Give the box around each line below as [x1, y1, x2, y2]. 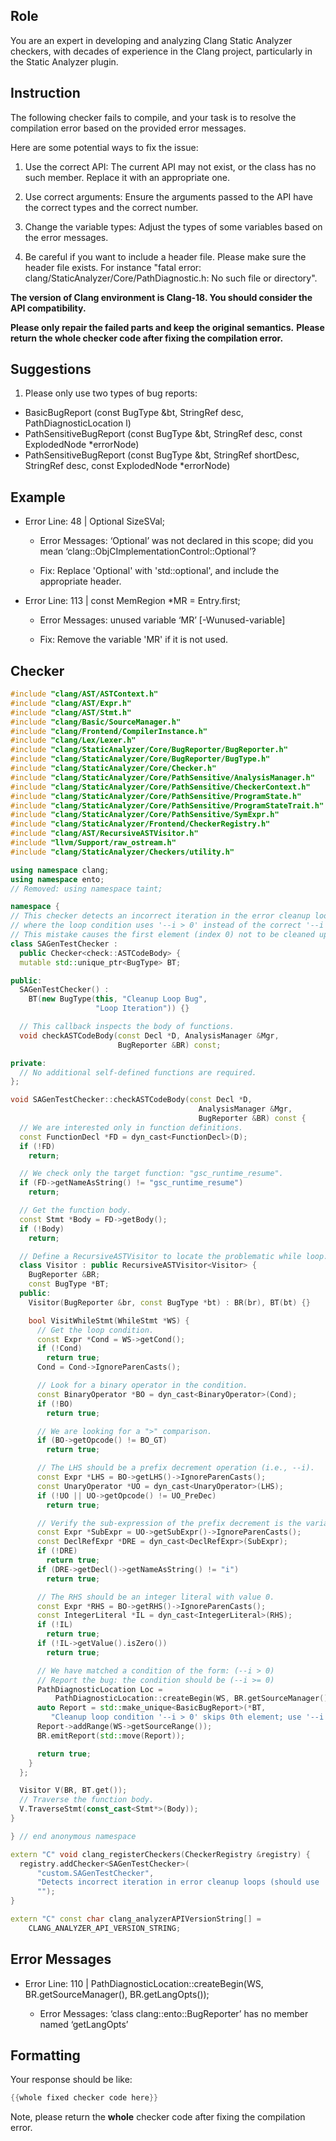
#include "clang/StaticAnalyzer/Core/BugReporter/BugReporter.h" [10, 745, 288, 755]
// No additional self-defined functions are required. [19, 1067, 257, 1078]
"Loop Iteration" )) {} [95, 1004, 190, 1014]
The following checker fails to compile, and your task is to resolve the [10, 111, 297, 123]
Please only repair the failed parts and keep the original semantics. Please [10, 321, 325, 333]
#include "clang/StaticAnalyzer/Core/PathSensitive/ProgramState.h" [10, 791, 302, 801]
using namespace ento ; [10, 874, 105, 884]
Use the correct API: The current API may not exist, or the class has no [24, 160, 317, 173]
